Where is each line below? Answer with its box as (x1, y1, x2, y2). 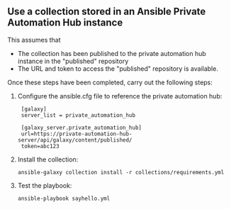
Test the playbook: (17, 181, 72, 190)
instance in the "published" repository (17, 57, 129, 65)
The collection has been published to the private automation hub (17, 49, 207, 57)
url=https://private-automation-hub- (21, 130, 133, 137)
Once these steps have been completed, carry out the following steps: (7, 78, 213, 86)
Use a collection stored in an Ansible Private (7, 6, 206, 18)
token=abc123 (21, 142, 60, 149)
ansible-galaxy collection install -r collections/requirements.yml (17, 169, 225, 176)
